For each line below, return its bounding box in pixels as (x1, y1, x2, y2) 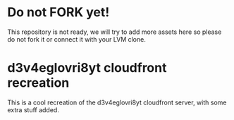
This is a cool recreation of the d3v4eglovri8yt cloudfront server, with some (7, 98, 227, 107)
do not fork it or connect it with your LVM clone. (7, 35, 146, 43)
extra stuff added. (7, 105, 60, 114)
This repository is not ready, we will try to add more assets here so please (7, 28, 222, 36)
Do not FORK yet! (7, 4, 110, 20)
